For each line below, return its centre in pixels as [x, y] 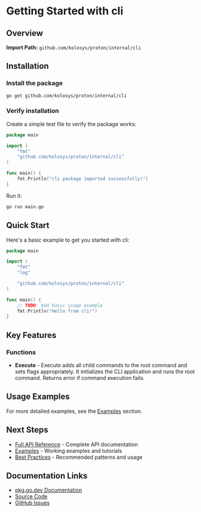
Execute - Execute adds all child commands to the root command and [101, 365]
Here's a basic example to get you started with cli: [68, 240]
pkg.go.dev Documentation [48, 490]
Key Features [31, 335]
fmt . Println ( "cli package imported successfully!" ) [83, 179]
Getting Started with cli [65, 11]
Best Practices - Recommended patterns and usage [79, 457]
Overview [25, 33]
